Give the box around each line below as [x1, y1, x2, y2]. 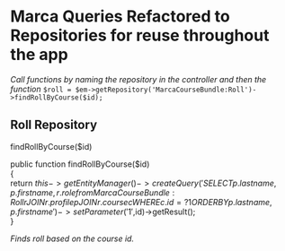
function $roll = [10, 83, 72, 94]
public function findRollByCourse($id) [10, 159, 150, 169]
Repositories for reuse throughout [10, 25, 270, 46]
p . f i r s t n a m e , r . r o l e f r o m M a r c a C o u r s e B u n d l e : [10, 186, 175, 198]
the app [10, 45, 68, 65]
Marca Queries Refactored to [10, 6, 230, 27]
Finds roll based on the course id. [10, 233, 134, 244]
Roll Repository [10, 117, 98, 133]
